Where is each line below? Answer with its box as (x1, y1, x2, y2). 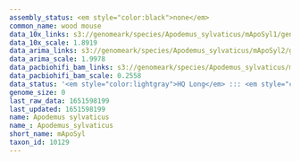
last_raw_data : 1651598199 (9, 96, 110, 106)
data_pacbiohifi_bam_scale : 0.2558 (9, 72, 142, 80)
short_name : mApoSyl (9, 130, 87, 139)
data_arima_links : (9, 47, 78, 55)
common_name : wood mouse (9, 21, 102, 30)
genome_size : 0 (9, 88, 66, 97)
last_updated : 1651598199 (9, 105, 105, 114)
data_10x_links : (9, 30, 70, 38)
